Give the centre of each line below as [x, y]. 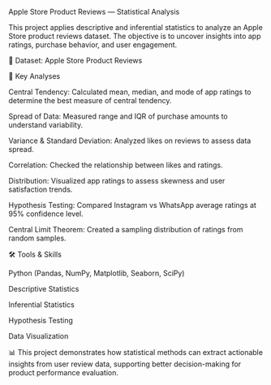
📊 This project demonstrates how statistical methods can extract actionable [136, 352]
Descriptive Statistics [44, 289]
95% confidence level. [46, 214]
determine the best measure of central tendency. [90, 100]
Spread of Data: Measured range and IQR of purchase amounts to [118, 116]
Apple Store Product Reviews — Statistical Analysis [94, 12]
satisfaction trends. [41, 189]
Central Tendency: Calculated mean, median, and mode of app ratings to [130, 92]
